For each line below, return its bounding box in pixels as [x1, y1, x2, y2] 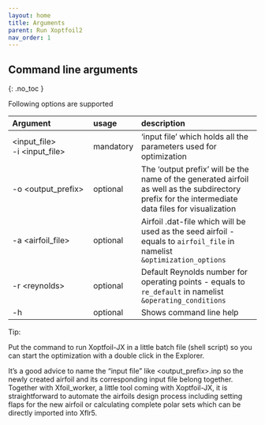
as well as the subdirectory [140, 183, 241, 194]
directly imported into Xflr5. [8, 408, 98, 418]
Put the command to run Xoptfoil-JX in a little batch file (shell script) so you [8, 343, 252, 352]
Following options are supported [8, 100, 114, 109]
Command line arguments [8, 62, 138, 76]
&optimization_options [140, 256, 226, 265]
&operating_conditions [140, 296, 226, 305]
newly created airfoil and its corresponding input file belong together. [8, 374, 233, 384]
